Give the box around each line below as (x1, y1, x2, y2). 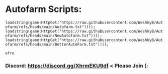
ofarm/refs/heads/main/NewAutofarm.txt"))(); (5, 33, 102, 38)
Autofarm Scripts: (5, 3, 82, 15)
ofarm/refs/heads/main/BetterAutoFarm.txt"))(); (5, 41, 109, 47)
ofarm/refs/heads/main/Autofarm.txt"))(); (5, 24, 96, 29)
